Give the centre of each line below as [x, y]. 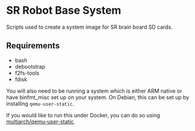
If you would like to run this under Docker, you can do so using [83, 115]
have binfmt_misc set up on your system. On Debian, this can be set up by [98, 97]
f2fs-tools [27, 73]
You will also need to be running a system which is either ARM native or [94, 91]
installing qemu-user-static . [40, 103]
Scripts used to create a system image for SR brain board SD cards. [89, 27]
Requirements [33, 46]
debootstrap [30, 66]
